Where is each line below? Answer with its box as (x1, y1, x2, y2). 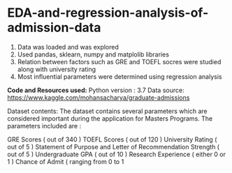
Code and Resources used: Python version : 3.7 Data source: (7, 86, 184, 94)
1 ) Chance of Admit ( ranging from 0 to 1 (7, 157, 124, 165)
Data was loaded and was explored (17, 43, 119, 51)
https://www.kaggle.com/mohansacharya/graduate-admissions (7, 93, 190, 102)
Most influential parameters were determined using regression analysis (17, 72, 222, 81)
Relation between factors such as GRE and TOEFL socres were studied (17, 57, 222, 66)
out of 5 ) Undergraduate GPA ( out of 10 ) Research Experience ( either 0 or (7, 150, 226, 158)
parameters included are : (7, 121, 82, 130)
